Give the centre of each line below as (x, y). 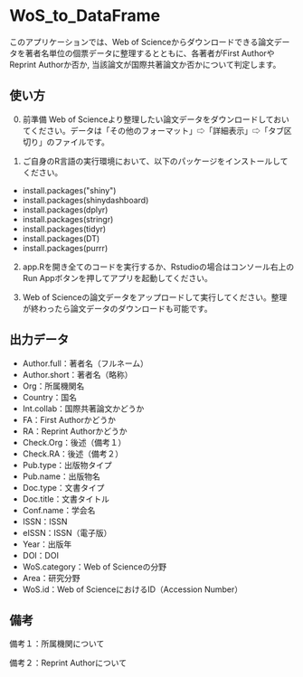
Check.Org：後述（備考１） (74, 442)
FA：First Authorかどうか (69, 419)
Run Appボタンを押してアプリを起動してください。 (117, 277)
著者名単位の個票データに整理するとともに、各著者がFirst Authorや (150, 53)
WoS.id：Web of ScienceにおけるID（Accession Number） (133, 589)
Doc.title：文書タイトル (66, 499)
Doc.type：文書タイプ (63, 487)
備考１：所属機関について (57, 644)
